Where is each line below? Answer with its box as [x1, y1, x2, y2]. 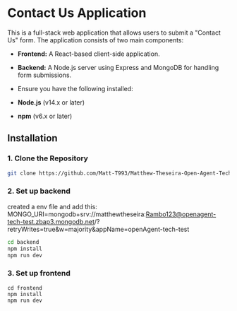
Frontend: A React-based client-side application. [17, 49, 160, 58]
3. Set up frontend [7, 269, 71, 278]
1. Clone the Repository [7, 153, 88, 163]
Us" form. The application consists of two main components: [7, 35, 184, 44]
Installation [7, 132, 58, 144]
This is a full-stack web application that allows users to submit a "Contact [7, 28, 221, 37]
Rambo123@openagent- [145, 210, 217, 218]
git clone [7, 170, 37, 177]
